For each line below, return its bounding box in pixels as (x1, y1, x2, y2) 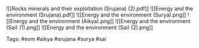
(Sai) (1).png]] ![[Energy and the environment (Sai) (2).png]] (6, 24, 153, 31)
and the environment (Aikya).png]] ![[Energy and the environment (29, 18, 191, 24)
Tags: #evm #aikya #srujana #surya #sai (6, 36, 107, 42)
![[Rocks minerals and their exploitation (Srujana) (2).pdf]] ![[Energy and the (6, 5, 194, 12)
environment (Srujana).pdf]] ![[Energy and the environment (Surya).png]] (6, 11, 186, 18)
